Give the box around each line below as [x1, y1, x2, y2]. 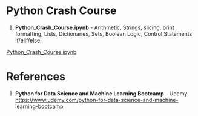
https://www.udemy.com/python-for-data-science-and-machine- [15, 96, 179, 103]
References [6, 70, 65, 84]
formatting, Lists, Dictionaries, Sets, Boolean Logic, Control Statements [15, 30, 193, 37]
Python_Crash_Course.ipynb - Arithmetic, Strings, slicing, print [15, 24, 174, 31]
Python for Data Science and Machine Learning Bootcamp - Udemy [15, 89, 188, 97]
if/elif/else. [15, 36, 42, 44]
